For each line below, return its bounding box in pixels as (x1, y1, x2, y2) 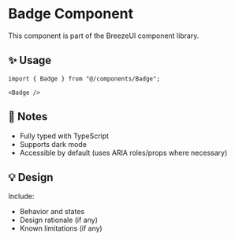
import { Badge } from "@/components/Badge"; (8, 74, 160, 83)
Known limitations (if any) (19, 224, 103, 233)
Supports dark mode (19, 139, 87, 149)
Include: (8, 191, 35, 201)
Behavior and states (19, 207, 85, 217)
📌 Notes (8, 110, 48, 123)
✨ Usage (8, 54, 52, 67)
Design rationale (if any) (19, 215, 99, 225)
